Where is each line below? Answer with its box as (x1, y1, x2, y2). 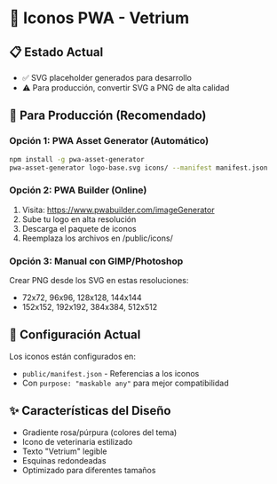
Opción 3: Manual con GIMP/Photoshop (9, 255, 184, 267)
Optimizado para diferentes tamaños (21, 464, 156, 475)
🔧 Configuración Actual (9, 328, 141, 343)
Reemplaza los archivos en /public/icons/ (21, 233, 173, 243)
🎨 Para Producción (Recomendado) (9, 108, 207, 123)
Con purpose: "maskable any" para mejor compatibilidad (21, 377, 229, 388)
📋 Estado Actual (9, 44, 104, 60)
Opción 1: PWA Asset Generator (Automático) (9, 135, 210, 147)
